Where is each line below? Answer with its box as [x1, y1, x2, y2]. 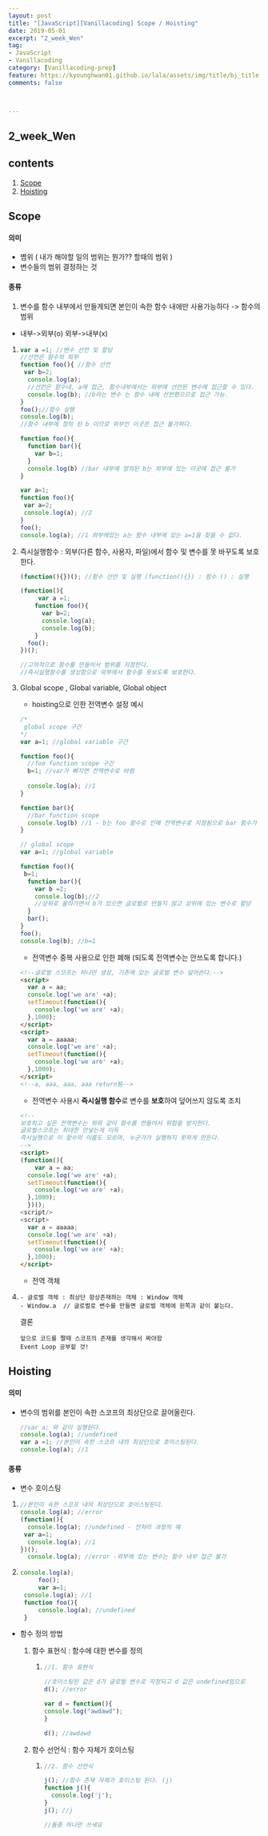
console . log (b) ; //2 [34, 892, 100, 901]
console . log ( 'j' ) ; [50, 1791, 113, 1800]
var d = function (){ [43, 1700, 113, 1708]
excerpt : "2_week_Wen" [8, 34, 84, 42]
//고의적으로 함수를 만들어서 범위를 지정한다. [19, 661, 150, 669]
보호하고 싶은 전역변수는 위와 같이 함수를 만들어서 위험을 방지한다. [19, 1119, 212, 1127]
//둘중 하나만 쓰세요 [43, 1821, 102, 1829]
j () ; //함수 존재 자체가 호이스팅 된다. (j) [43, 1777, 174, 1785]
